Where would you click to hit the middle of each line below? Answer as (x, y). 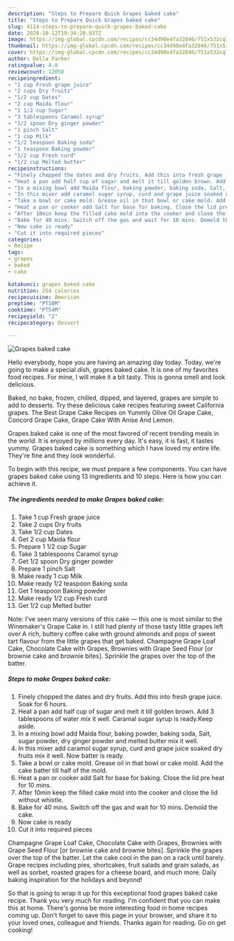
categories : (25, 239)
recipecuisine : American (44, 297)
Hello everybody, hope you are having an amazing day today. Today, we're (115, 362)
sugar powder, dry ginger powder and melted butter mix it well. (108, 740)
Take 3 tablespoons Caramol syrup (68, 554)
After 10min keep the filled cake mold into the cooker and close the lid (118, 792)
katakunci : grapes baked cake (52, 284)
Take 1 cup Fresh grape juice (59, 517)
